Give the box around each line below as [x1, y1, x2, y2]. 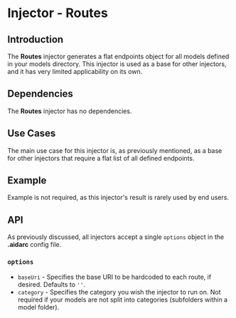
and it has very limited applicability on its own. [7, 68, 143, 75]
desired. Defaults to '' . [17, 280, 85, 289]
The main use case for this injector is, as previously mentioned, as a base [7, 146, 222, 154]
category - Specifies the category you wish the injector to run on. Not [17, 287, 221, 296]
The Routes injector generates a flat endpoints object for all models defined [7, 52, 230, 60]
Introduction [7, 33, 64, 46]
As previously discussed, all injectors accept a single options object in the [7, 233, 225, 241]
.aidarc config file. [7, 240, 62, 249]
